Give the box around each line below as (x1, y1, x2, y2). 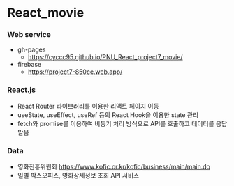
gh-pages (17, 45, 46, 54)
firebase (17, 61, 42, 69)
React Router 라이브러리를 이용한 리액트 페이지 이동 (17, 102, 159, 110)
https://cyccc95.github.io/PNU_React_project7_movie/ (27, 53, 183, 61)
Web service (7, 30, 51, 40)
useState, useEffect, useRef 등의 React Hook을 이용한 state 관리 (17, 110, 199, 119)
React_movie (7, 5, 85, 21)
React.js (7, 85, 36, 95)
